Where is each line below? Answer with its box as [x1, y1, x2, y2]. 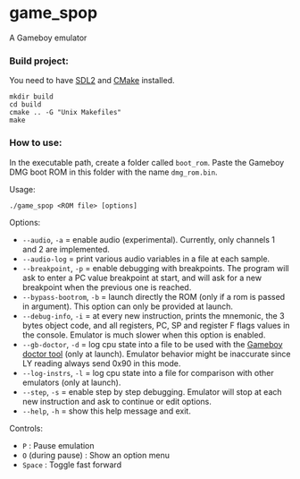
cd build [9, 100, 42, 109]
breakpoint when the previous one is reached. [21, 281, 192, 293]
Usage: [9, 184, 36, 194]
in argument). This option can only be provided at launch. [21, 301, 234, 312]
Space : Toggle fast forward [21, 459, 122, 470]
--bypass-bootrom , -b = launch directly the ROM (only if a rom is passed [21, 291, 286, 302]
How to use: [9, 137, 62, 150]
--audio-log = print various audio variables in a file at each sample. [21, 253, 271, 264]
